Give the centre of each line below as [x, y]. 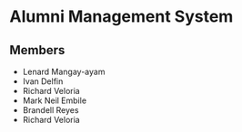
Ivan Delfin [43, 81]
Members [37, 50]
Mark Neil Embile [55, 100]
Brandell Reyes [50, 110]
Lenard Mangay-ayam [64, 71]
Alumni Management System [121, 17]
